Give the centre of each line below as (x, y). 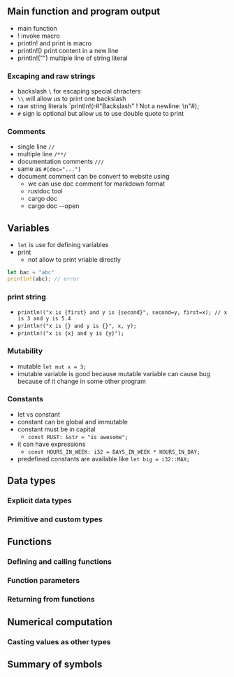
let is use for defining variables (63, 245)
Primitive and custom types (55, 519)
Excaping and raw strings (51, 76)
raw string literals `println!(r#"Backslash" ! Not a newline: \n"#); (108, 106)
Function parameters (44, 581)
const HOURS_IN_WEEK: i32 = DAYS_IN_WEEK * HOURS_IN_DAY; (114, 452)
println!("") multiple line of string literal (72, 58)
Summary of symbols (55, 664)
